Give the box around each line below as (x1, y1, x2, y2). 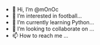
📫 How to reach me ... (12, 32, 68, 39)
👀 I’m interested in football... (12, 12, 82, 19)
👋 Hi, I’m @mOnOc (12, 6, 59, 13)
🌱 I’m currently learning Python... (12, 19, 95, 26)
